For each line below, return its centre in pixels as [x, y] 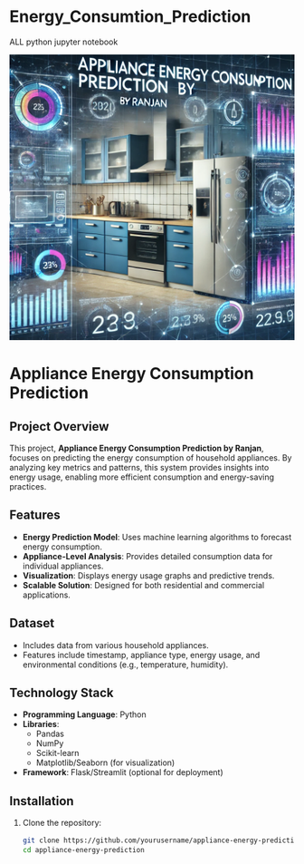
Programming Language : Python [84, 714]
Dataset [32, 623]
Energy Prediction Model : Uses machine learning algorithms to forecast [157, 537]
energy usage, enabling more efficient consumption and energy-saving [142, 477]
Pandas [50, 734]
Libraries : [41, 724]
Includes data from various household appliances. [116, 645]
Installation [42, 801]
